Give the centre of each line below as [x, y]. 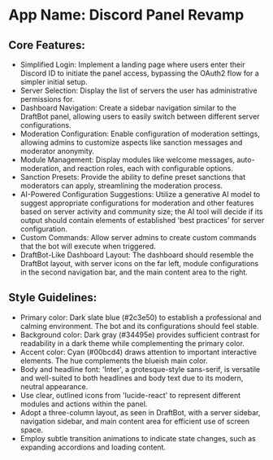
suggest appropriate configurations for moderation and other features [137, 203]
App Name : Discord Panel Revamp [126, 15]
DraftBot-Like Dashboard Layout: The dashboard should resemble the [137, 255]
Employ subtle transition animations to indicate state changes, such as [138, 438]
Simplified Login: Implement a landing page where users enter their [132, 64]
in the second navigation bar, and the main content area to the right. [134, 272]
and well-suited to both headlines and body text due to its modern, [132, 378]
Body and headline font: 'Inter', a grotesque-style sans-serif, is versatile [140, 369]
